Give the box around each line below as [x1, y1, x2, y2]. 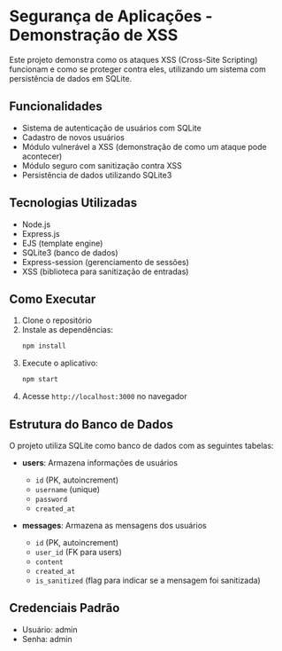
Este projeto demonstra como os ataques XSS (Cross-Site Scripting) [9, 54, 258, 65]
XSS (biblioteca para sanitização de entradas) [21, 266, 189, 277]
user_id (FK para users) [34, 546, 122, 557]
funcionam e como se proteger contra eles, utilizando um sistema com [9, 64, 267, 75]
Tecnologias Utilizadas [9, 195, 138, 210]
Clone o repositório [21, 315, 93, 325]
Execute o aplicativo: [21, 357, 99, 369]
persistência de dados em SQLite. [9, 73, 133, 83]
